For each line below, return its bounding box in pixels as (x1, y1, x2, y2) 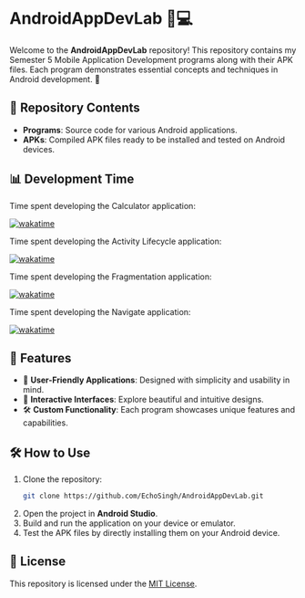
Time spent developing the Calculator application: (9, 200, 196, 211)
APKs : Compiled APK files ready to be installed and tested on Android (22, 134, 285, 145)
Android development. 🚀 (9, 73, 100, 84)
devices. (22, 143, 56, 154)
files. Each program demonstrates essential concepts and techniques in (9, 64, 279, 75)
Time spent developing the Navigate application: (9, 306, 191, 317)
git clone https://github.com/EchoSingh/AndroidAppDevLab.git (22, 491, 264, 501)
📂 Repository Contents (9, 100, 141, 116)
